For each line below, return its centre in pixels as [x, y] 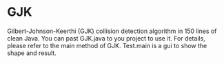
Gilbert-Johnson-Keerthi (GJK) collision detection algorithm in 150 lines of [112, 31]
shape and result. [32, 53]
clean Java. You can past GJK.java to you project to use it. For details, [106, 38]
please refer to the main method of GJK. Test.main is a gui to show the [107, 45]
